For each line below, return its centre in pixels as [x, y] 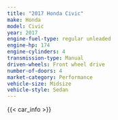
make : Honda [24, 20]
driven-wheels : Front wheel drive [56, 64]
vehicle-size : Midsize [39, 84]
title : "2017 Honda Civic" [45, 13]
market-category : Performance [50, 77]
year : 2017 [23, 33]
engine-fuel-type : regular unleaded [59, 39]
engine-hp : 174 [29, 45]
